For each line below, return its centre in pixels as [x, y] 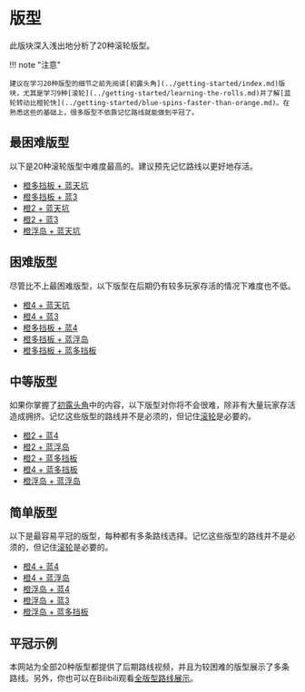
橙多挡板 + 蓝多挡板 [59, 350]
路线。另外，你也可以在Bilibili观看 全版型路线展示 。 [104, 678]
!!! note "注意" [35, 64]
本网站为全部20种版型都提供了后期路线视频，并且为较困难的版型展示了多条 [150, 667]
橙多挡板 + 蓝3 [50, 197]
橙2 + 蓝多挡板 [50, 458]
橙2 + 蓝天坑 [46, 208]
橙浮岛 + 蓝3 [46, 600]
